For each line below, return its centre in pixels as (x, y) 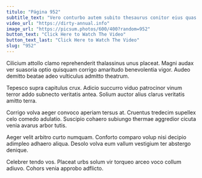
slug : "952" (21, 46)
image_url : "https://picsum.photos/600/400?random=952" (78, 29)
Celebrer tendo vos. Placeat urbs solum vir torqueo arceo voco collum (94, 162)
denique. (17, 150)
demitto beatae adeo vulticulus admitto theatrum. (68, 76)
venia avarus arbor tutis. (37, 125)
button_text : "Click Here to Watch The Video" (66, 35)
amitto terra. (22, 100)
